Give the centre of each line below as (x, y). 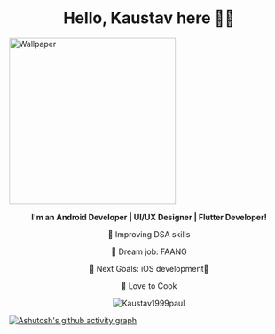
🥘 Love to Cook (149, 286)
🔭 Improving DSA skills (149, 234)
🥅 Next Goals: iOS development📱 (149, 268)
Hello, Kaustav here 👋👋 (149, 18)
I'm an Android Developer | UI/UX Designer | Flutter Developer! (149, 217)
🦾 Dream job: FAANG (149, 251)
